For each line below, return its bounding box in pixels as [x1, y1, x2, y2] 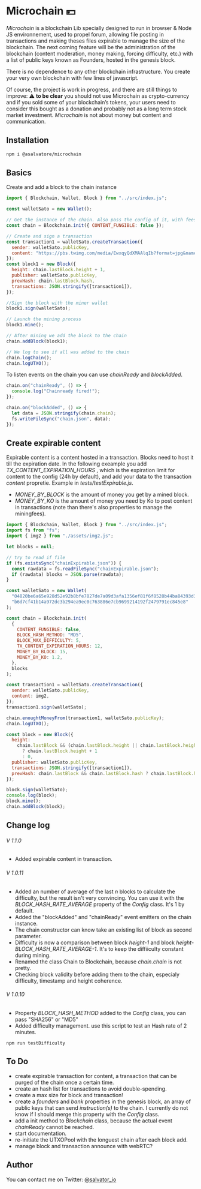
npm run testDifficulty [6, 1040, 66, 1046]
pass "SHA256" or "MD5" [14, 1016, 79, 1023]
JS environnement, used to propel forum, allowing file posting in [6, 31, 165, 38]
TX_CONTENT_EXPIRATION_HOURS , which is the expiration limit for [6, 467, 175, 474]
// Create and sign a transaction [6, 233, 93, 239]
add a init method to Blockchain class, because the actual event [14, 1117, 172, 1124]
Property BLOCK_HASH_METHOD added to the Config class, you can [14, 1009, 187, 1016]
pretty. [14, 964, 32, 971]
